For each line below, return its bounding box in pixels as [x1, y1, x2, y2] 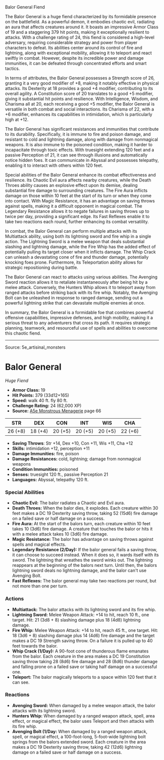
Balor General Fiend [5, 4, 45, 10]
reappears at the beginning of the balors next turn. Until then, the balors [12, 562, 157, 568]
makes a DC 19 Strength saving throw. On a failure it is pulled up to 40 [12, 638, 153, 644]
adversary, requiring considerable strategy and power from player [5, 40, 138, 45]
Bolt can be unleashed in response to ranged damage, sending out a [5, 295, 143, 300]
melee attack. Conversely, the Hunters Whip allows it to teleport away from [5, 285, 156, 290]
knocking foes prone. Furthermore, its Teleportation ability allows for [5, 259, 143, 265]
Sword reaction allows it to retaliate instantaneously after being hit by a [5, 279, 148, 285]
